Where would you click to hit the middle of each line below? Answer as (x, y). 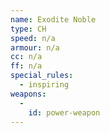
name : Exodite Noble (53, 19)
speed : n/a (33, 38)
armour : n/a (35, 47)
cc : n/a (26, 57)
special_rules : (42, 76)
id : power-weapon (64, 112)
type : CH (28, 29)
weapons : (28, 94)
